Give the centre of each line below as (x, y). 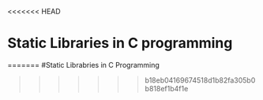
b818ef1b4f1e (167, 88)
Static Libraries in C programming (120, 43)
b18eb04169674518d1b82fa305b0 (200, 80)
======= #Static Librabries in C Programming (83, 65)
